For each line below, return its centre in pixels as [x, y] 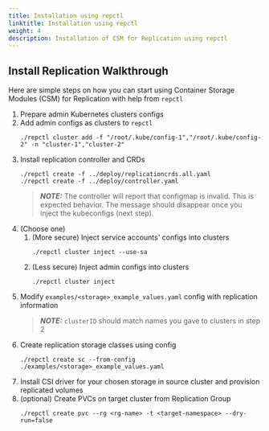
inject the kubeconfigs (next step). [97, 213]
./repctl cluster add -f [61, 138]
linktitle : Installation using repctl [73, 23]
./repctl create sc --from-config [77, 360]
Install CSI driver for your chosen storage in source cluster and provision [140, 382]
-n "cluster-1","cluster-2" [78, 145]
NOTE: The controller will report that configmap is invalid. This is [147, 196]
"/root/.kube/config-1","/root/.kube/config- [184, 138]
